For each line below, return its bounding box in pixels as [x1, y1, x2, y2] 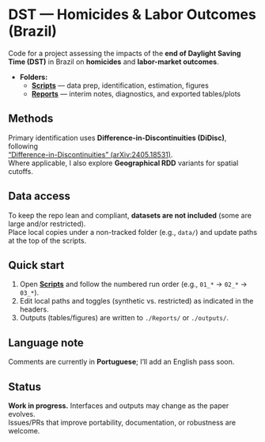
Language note [8, 336, 85, 349]
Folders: [19, 72, 48, 81]
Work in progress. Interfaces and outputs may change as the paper [8, 401, 229, 410]
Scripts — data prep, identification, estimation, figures [31, 81, 210, 90]
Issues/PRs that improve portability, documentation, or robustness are [8, 417, 236, 427]
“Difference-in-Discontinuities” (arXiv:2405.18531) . [8, 149, 173, 159]
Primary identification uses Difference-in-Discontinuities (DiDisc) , [8, 133, 227, 142]
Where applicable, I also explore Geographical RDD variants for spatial [8, 158, 239, 168]
